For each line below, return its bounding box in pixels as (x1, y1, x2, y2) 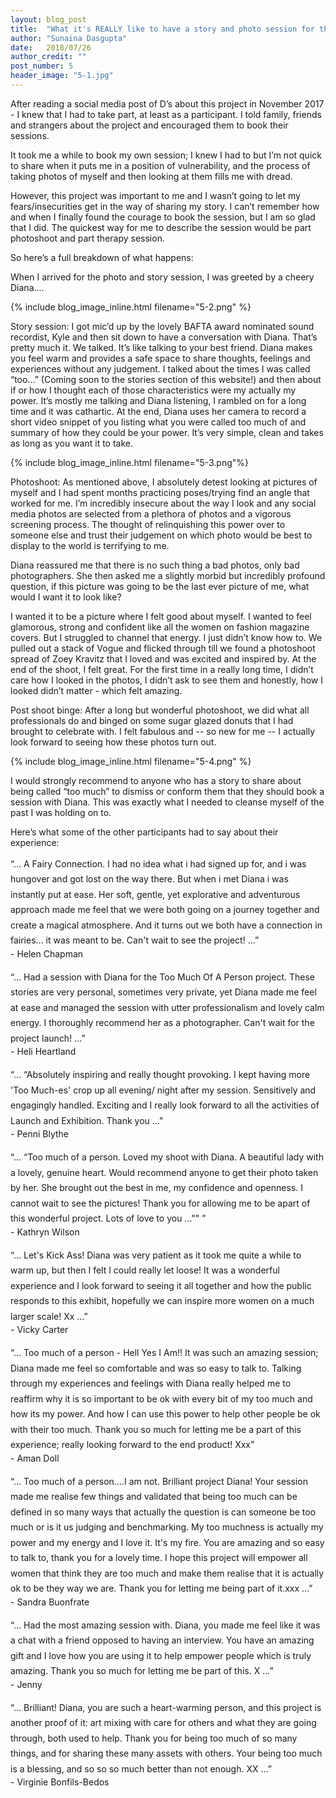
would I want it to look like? (10, 591, 122, 603)
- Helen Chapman (10, 947, 84, 960)
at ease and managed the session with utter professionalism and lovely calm (10, 1001, 325, 1013)
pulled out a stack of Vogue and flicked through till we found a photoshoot (10, 642, 316, 654)
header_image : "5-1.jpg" (10, 71, 114, 81)
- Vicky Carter (10, 1324, 69, 1336)
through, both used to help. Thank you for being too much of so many (10, 1732, 298, 1744)
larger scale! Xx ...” (10, 1310, 88, 1322)
